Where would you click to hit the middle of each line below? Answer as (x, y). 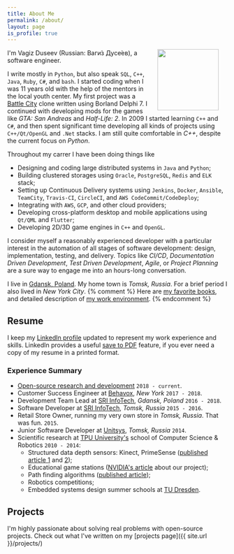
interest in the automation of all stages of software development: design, (112, 248)
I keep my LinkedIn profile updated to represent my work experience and (112, 338)
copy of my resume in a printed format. (64, 353)
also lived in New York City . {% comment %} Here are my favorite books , (112, 291)
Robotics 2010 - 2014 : (49, 445)
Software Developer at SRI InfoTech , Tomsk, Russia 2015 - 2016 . (110, 408)
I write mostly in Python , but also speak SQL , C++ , (76, 74)
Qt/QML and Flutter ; (46, 220)
